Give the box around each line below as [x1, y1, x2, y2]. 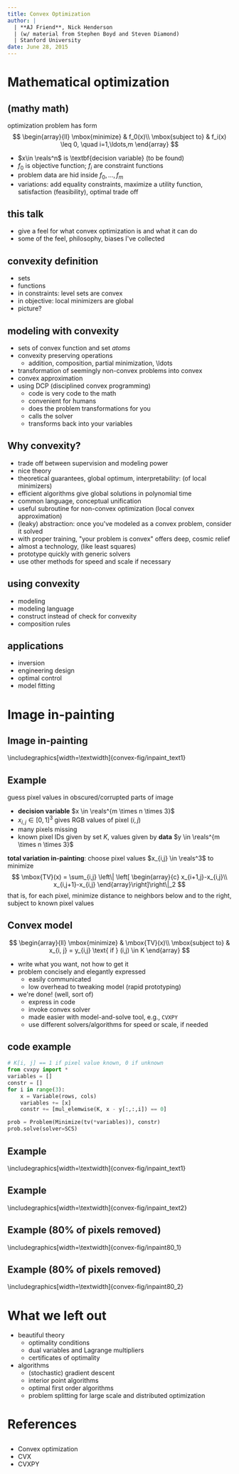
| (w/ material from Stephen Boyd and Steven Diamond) [14, 30, 180, 38]
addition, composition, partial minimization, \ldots [28, 359, 173, 367]
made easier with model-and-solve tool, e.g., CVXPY [28, 1012, 178, 1021]
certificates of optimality [28, 1354, 100, 1362]
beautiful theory [17, 1331, 65, 1339]
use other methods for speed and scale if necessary [17, 557, 171, 566]
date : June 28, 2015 [7, 43, 69, 51]
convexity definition [7, 255, 98, 267]
